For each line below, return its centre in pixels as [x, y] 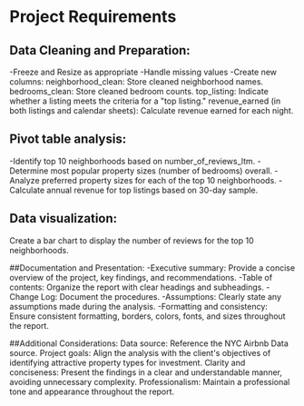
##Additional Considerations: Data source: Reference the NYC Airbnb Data [149, 343]
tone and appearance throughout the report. [92, 391]
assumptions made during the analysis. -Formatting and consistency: [138, 306]
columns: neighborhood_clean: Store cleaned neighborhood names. [137, 82]
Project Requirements [93, 17]
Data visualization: [64, 218]
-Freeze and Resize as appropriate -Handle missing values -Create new [143, 72]
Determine [29, 171]
